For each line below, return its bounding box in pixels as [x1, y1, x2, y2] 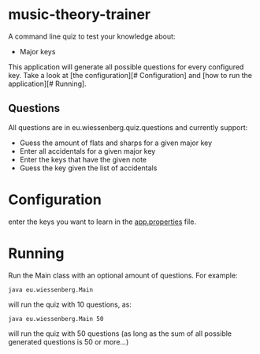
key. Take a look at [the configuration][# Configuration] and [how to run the [8, 70, 253, 80]
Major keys [19, 47, 56, 56]
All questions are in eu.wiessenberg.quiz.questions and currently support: [8, 122, 248, 132]
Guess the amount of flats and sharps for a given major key [19, 138, 213, 147]
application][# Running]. [8, 79, 87, 88]
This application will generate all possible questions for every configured [8, 61, 244, 72]
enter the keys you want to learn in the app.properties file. [8, 217, 197, 226]
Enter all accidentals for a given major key [19, 146, 156, 155]
